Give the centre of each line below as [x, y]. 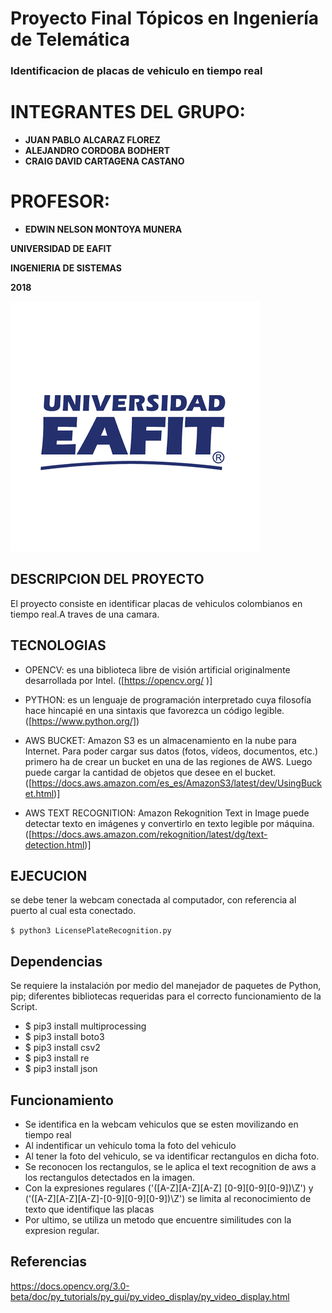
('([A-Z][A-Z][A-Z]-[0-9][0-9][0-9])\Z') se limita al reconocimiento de [168, 1199]
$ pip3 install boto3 [64, 1037]
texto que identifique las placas [89, 1209]
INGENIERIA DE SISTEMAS [66, 268]
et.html [39, 793]
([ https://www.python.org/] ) [82, 721]
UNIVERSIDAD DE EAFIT [61, 248]
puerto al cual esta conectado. [73, 911]
